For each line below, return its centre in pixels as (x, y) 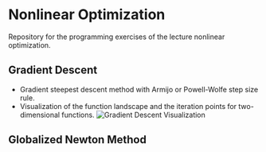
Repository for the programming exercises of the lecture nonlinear (117, 37)
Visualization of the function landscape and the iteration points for (128, 106)
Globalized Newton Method (78, 140)
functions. (78, 115)
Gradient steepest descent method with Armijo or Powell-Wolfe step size (139, 89)
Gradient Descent (53, 70)
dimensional (40, 115)
